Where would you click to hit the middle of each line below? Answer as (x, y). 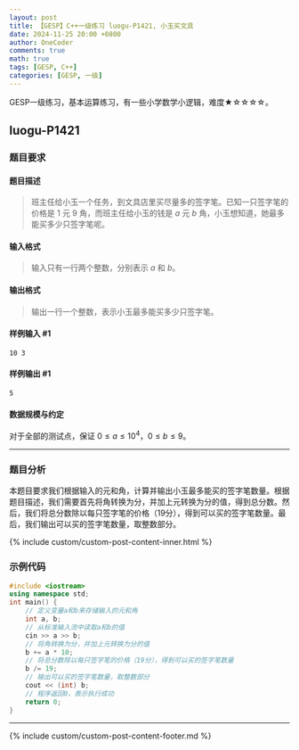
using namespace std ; (49, 594)
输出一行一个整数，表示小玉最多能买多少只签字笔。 (125, 311)
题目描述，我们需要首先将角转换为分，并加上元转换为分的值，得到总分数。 (145, 502)
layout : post (33, 17)
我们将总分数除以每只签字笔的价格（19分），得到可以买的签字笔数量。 (151, 513)
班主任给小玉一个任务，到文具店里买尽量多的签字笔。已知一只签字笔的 (160, 202)
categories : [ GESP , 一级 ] (56, 76)
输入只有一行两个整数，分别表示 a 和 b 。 (105, 268)
